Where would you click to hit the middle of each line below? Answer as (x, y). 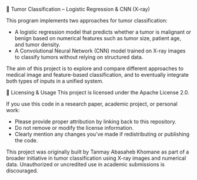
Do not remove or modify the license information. (74, 128)
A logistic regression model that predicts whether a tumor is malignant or (103, 32)
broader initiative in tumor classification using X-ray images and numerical (96, 158)
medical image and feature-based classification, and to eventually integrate (98, 75)
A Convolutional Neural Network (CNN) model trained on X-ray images (100, 51)
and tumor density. (37, 45)
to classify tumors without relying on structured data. (79, 57)
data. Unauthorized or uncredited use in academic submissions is (85, 164)
